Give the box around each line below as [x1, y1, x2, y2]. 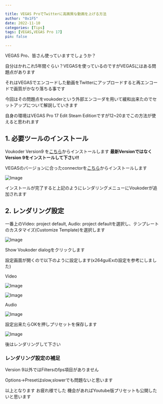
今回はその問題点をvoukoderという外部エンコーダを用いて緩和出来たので [5, 96, 153, 102]
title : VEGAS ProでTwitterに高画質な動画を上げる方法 [5, 11, 107, 16]
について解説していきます [26, 102, 78, 108]
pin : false [5, 34, 27, 39]
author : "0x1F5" [5, 16, 38, 21]
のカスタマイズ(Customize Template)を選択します [5, 227, 105, 233]
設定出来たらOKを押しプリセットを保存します [5, 321, 97, 327]
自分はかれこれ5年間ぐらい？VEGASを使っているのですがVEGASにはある [5, 63, 152, 69]
